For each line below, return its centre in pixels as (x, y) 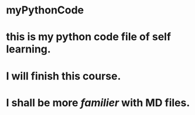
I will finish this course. (64, 76)
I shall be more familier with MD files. (98, 102)
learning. (28, 49)
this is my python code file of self (89, 37)
